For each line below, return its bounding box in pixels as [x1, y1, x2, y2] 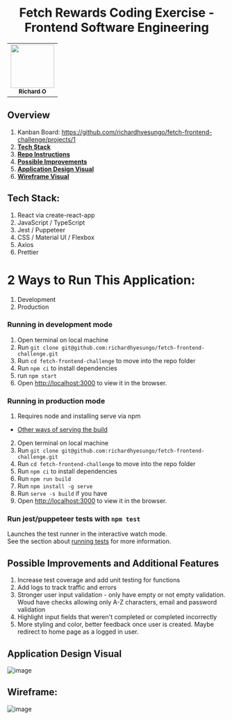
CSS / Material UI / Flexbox [17, 233, 95, 241]
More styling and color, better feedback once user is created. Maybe [17, 621, 214, 629]
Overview [7, 109, 51, 121]
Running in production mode [7, 396, 106, 406]
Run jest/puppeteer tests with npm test [7, 514, 141, 524]
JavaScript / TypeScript [17, 218, 85, 227]
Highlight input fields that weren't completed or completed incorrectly [17, 613, 217, 621]
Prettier [17, 248, 39, 256]
